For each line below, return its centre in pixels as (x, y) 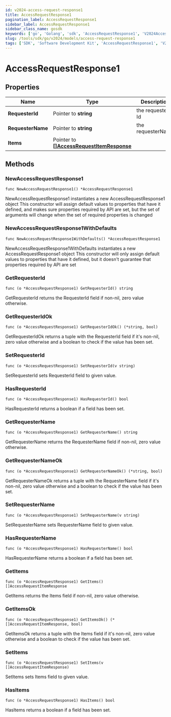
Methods (20, 164)
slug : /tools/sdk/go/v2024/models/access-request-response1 (70, 39)
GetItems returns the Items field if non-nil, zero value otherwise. (72, 596)
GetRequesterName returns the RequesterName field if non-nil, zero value (83, 442)
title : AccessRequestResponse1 (38, 15)
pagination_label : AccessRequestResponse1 (51, 19)
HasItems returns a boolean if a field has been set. (58, 710)
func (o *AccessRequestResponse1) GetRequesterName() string (72, 433)
